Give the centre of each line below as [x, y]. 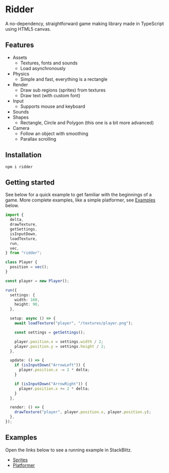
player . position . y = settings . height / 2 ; [60, 346]
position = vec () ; [30, 267]
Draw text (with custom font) [50, 95]
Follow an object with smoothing [54, 133]
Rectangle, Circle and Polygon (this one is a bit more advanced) [87, 122]
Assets [20, 57]
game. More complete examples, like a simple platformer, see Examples [80, 200]
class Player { [21, 262]
